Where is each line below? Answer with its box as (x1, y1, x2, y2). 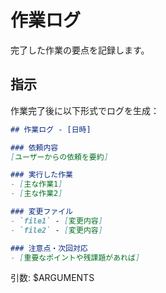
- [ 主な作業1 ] (10, 179, 63, 190)
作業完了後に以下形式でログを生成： (10, 104, 160, 116)
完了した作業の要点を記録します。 (10, 44, 150, 56)
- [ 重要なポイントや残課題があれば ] (10, 252, 141, 263)
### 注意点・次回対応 (10, 243, 88, 253)
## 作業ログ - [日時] (10, 124, 92, 135)
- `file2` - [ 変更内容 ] (10, 225, 103, 235)
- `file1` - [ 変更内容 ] (10, 216, 103, 226)
